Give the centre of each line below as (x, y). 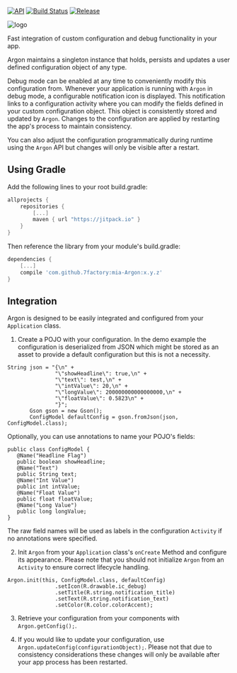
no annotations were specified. (52, 538)
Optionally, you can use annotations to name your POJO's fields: (102, 437)
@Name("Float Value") (48, 493)
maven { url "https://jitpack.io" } (87, 220)
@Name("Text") (37, 468)
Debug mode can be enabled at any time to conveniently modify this (107, 81)
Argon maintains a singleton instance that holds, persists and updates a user (119, 60)
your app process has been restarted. (73, 662)
